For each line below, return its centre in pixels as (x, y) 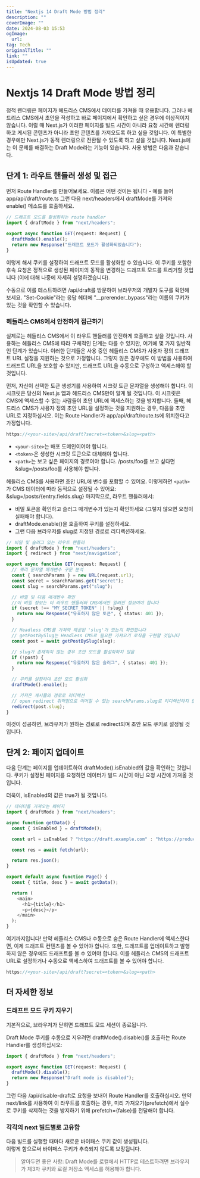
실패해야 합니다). (34, 516)
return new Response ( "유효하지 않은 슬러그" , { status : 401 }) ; (93, 663)
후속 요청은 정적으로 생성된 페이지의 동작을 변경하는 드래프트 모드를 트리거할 (94, 270)
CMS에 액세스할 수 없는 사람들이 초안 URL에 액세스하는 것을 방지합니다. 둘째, (96, 400)
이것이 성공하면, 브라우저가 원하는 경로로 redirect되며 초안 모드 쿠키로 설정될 (95, 724)
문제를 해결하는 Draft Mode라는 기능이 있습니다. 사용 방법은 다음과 (96, 148)
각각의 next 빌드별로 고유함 (43, 1127)
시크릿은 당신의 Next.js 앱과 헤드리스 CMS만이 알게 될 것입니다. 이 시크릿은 (93, 393)
